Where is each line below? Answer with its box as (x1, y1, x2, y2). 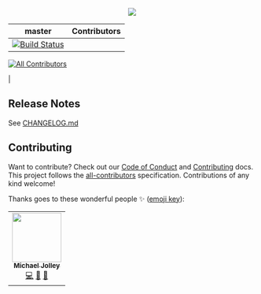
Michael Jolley (13, 261, 61, 270)
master (24, 26, 53, 36)
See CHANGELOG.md (8, 118, 79, 128)
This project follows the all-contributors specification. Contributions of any (8, 170, 250, 180)
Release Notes (8, 97, 81, 110)
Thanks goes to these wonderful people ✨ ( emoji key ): (8, 194, 185, 203)
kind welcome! (8, 178, 56, 188)
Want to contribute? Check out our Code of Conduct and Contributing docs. (8, 162, 254, 171)
